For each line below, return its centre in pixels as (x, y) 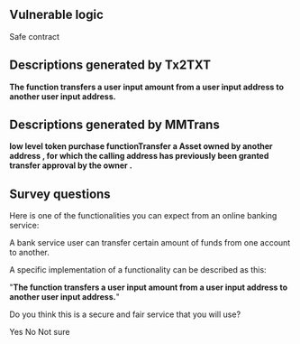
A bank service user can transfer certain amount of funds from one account (150, 243)
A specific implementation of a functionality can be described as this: (138, 270)
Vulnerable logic (56, 15)
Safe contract (35, 36)
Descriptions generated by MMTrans (115, 125)
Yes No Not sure (40, 332)
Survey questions (60, 194)
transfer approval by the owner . (71, 165)
